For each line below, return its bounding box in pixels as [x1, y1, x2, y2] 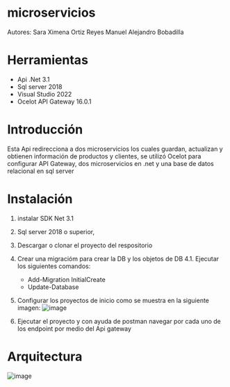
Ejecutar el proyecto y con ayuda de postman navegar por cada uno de [17, 317, 221, 325]
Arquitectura [7, 349, 83, 364]
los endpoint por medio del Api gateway [17, 324, 132, 333]
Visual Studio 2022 [17, 90, 72, 98]
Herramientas [7, 52, 89, 68]
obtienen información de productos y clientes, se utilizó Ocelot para [7, 151, 202, 160]
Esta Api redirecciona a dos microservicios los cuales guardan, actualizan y [7, 145, 224, 153]
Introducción [7, 122, 83, 138]
